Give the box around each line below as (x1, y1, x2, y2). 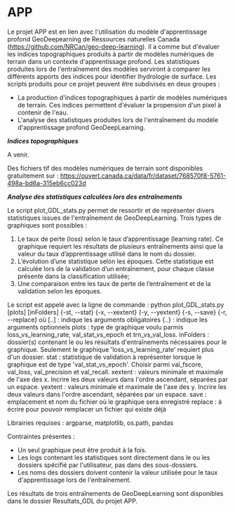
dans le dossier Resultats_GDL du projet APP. (7, 497, 138, 505)
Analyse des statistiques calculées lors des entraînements (7, 192, 182, 201)
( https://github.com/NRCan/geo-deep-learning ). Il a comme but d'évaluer (7, 42, 220, 51)
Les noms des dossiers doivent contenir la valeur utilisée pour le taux (17, 468, 218, 476)
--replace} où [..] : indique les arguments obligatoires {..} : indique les (7, 315, 208, 324)
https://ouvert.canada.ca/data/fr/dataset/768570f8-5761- (60, 171, 227, 180)
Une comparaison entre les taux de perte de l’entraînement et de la (17, 279, 211, 288)
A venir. (7, 150, 29, 159)
